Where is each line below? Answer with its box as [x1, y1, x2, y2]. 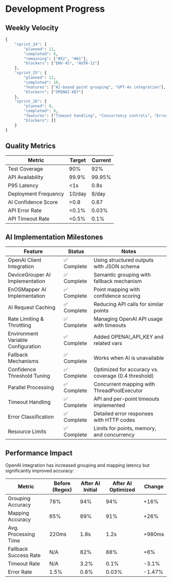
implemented [93, 402, 125, 409]
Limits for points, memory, [93, 425, 157, 432]
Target [69, 157, 86, 164]
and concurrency [93, 431, 135, 438]
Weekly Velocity [5, 24, 59, 32]
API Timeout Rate [8, 215, 50, 223]
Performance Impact [5, 448, 73, 457]
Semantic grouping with [93, 271, 151, 278]
